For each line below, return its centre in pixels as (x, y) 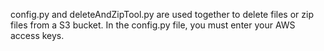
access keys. (37, 35)
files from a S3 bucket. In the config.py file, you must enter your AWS (153, 25)
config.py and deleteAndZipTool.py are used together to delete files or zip (162, 14)
